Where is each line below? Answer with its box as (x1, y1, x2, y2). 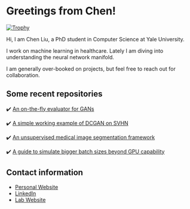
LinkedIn (14, 190, 36, 197)
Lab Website (14, 196, 46, 203)
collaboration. (6, 71, 40, 78)
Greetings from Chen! (6, 4, 117, 18)
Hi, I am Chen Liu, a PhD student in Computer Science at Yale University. (6, 35, 185, 43)
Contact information (6, 168, 84, 178)
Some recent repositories (6, 89, 103, 99)
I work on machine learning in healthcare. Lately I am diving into (6, 47, 164, 54)
